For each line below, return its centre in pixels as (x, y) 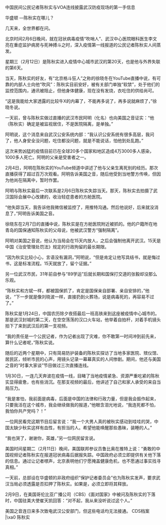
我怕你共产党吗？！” (26, 411)
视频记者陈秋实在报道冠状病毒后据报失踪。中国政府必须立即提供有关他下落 (85, 455)
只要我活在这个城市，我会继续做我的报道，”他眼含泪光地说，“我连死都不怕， (82, 405)
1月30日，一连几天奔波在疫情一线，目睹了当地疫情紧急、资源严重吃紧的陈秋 (82, 376)
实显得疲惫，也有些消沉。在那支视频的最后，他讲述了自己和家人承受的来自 (81, 382)
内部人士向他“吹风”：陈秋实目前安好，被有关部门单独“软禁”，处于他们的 (87, 84)
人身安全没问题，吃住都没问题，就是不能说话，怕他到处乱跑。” (81, 141)
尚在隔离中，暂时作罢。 (38, 180)
